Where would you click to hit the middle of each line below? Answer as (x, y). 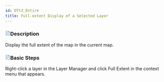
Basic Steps (25, 57)
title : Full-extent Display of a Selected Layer (57, 16)
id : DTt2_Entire (22, 10)
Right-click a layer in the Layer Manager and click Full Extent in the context (82, 69)
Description (25, 34)
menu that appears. (25, 74)
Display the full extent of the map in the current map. (59, 44)
